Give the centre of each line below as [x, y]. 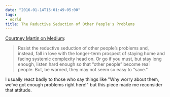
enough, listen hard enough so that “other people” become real [83, 64]
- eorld [13, 19]
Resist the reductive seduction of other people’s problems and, [83, 48]
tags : [11, 15]
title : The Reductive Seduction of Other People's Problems [70, 24]
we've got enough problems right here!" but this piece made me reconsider [84, 85]
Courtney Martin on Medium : [36, 38]
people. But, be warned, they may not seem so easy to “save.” [83, 70]
